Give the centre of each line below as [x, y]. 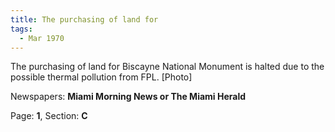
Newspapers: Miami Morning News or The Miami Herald [128, 97]
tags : [21, 29]
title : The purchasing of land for [84, 19]
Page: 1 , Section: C [49, 116]
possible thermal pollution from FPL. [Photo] [101, 77]
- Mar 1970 [42, 38]
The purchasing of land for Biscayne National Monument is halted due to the [167, 67]
